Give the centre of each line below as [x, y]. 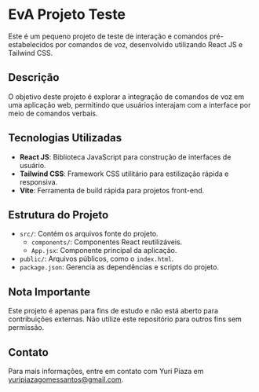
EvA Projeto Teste [67, 15]
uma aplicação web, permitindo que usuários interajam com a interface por [129, 104]
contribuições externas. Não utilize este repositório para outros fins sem [125, 319]
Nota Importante [49, 292]
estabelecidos [31, 44]
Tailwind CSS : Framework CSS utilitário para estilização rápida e [124, 174]
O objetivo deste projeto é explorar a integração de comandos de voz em [126, 97]
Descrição [34, 77]
